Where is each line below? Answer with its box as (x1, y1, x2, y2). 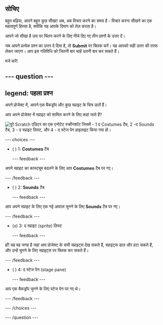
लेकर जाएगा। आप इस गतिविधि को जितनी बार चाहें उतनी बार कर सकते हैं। (5, 48, 120, 54)
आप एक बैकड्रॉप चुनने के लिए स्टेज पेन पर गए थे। (5, 286, 81, 292)
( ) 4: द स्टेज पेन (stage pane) (12, 267, 67, 273)
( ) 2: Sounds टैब (12, 185, 45, 191)
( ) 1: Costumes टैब (12, 146, 49, 152)
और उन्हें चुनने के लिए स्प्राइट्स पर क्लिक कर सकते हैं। (5, 248, 89, 253)
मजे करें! (5, 58, 18, 64)
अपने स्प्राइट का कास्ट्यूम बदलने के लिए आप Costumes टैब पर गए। (5, 165, 113, 171)
